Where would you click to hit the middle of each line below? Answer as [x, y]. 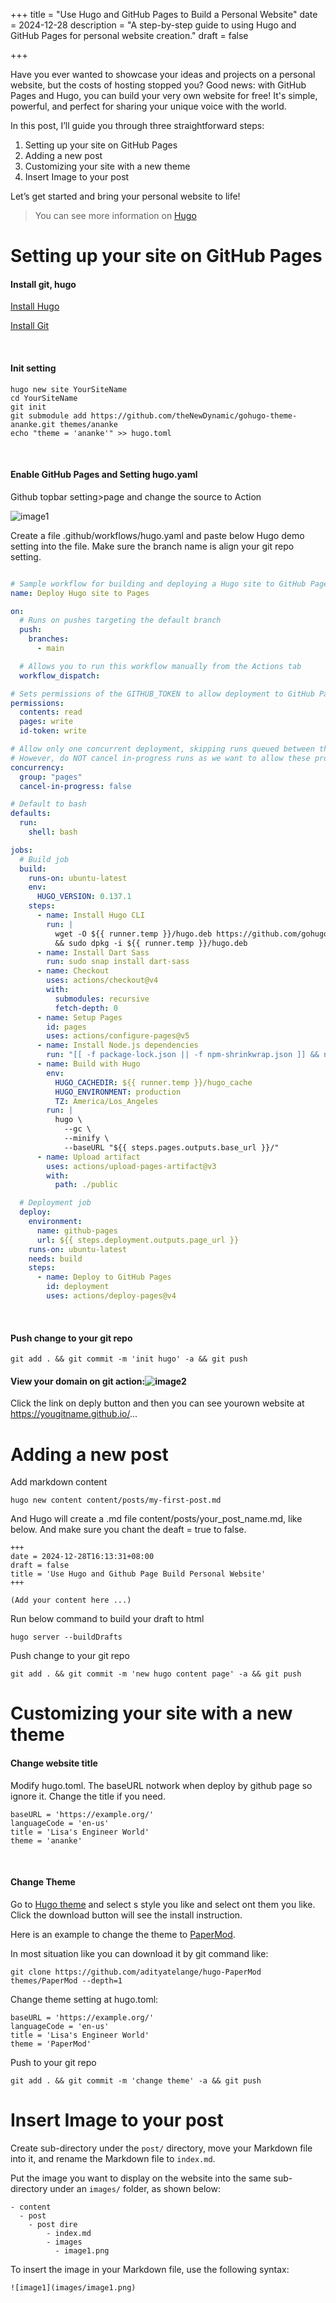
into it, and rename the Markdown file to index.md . [113, 2158]
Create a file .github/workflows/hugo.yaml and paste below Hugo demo [157, 535]
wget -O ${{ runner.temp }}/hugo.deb [133, 934]
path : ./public [86, 1185]
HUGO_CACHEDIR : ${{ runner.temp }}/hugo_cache [153, 1082]
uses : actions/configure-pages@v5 [118, 1036]
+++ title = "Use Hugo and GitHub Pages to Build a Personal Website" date [164, 14]
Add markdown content [59, 1482]
